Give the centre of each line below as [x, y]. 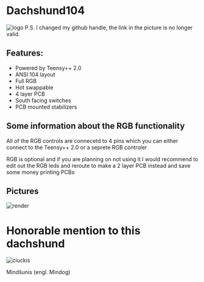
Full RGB [26, 81]
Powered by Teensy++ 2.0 [48, 68]
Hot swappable [34, 87]
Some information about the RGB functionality [96, 126]
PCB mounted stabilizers [46, 107]
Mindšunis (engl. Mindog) [38, 272]
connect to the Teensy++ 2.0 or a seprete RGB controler [77, 147]
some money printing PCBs [40, 172]
